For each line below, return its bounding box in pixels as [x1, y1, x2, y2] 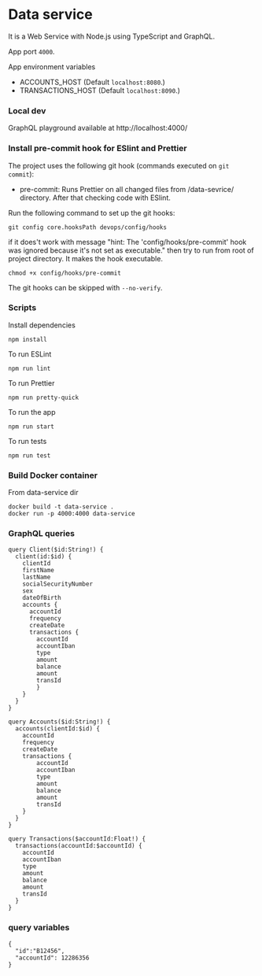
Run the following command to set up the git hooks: [8, 208, 175, 217]
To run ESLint [8, 349, 52, 359]
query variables [8, 922, 70, 933]
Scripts [8, 302, 37, 313]
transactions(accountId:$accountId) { [15, 842, 143, 850]
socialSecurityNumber [22, 580, 93, 588]
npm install [8, 335, 47, 343]
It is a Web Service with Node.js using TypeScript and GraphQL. [8, 31, 216, 41]
